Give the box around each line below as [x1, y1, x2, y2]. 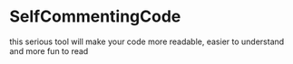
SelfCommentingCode [9, 6, 181, 27]
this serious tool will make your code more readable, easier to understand [9, 36, 285, 47]
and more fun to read [9, 45, 89, 56]
